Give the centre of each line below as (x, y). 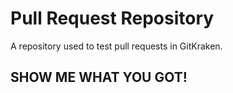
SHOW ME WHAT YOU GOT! (99, 77)
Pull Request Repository (112, 18)
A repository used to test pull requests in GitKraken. (116, 46)
